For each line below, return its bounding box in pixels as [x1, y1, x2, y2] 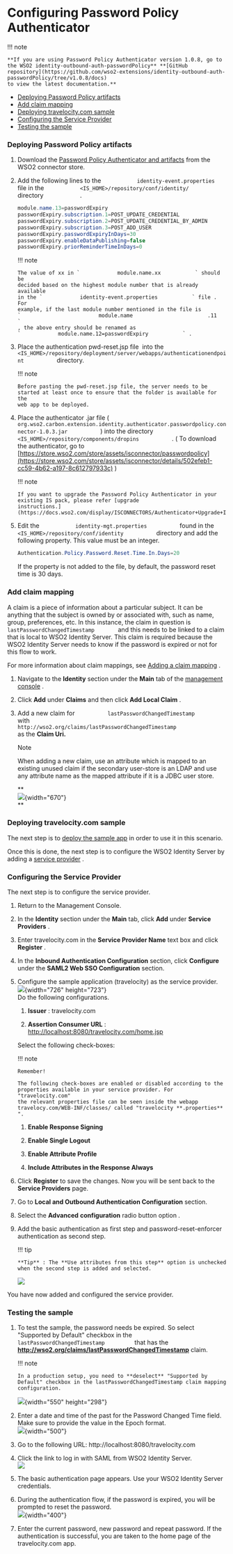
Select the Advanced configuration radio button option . [17, 1211, 181, 1220]
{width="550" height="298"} [24, 1398, 108, 1406]
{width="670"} [24, 793, 67, 801]
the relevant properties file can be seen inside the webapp [17, 1099, 199, 1106]
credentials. [17, 1482, 51, 1491]
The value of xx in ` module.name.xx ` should [17, 269, 220, 276]
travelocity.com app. [17, 1539, 77, 1548]
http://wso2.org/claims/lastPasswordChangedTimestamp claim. [17, 1346, 208, 1354]
